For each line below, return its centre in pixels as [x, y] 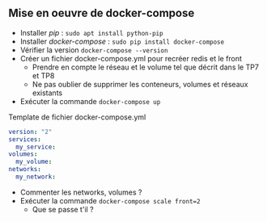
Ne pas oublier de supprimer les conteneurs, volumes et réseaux [140, 84]
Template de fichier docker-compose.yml [77, 117]
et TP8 [43, 75]
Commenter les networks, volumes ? [81, 192]
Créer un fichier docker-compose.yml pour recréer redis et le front [131, 58]
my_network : [36, 177]
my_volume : [34, 162]
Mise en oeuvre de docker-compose [102, 13]
